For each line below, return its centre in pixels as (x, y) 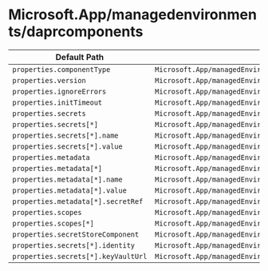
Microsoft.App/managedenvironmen (133, 15)
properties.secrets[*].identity (74, 245)
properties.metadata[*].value (70, 190)
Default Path (80, 57)
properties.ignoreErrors (59, 91)
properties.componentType (61, 69)
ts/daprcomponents (76, 32)
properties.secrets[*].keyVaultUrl (80, 256)
